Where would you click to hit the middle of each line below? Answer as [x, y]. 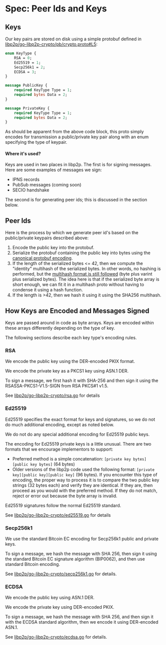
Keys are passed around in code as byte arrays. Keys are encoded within [80, 323]
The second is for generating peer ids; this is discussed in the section [76, 200]
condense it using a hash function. [48, 290]
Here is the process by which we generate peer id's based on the [72, 233]
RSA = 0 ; [23, 58]
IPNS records [26, 180]
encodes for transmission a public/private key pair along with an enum [77, 137]
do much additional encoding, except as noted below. [60, 424]
